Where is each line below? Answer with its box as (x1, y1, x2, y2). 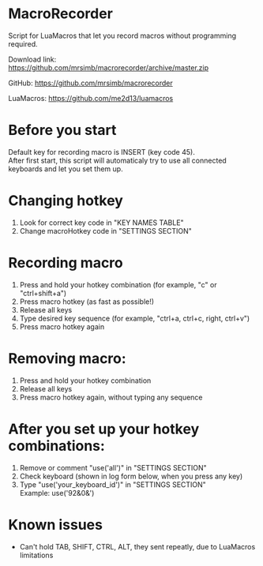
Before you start (8, 122, 117, 139)
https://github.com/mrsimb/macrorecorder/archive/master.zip (8, 62, 209, 72)
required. (8, 39, 38, 48)
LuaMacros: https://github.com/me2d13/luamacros (8, 93, 174, 103)
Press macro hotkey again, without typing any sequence (19, 392, 203, 402)
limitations (19, 550, 54, 560)
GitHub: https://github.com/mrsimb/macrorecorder (8, 78, 173, 88)
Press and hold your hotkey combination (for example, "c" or (19, 279, 217, 289)
